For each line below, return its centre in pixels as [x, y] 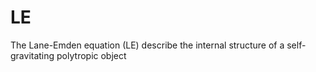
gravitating [32, 55]
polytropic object [91, 55]
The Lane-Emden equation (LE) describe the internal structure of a [147, 45]
